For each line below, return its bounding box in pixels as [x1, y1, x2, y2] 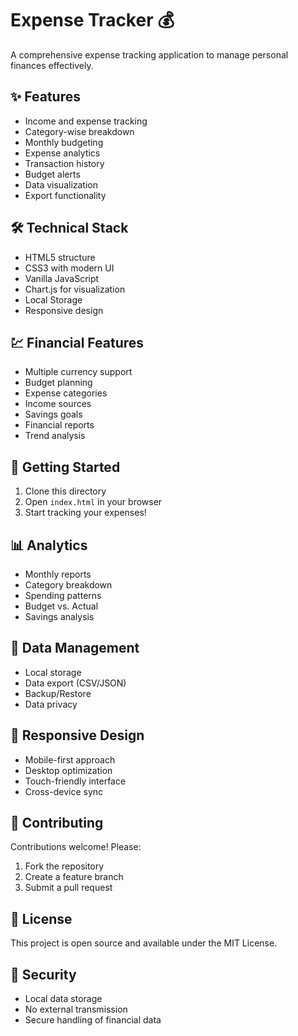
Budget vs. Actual [24, 600, 99, 612]
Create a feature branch [24, 871, 124, 883]
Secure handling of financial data [24, 1014, 162, 1026]
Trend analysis [24, 430, 86, 442]
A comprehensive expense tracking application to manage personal [10, 48, 289, 61]
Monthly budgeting [24, 136, 104, 148]
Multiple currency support [24, 366, 133, 378]
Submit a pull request [24, 882, 113, 894]
